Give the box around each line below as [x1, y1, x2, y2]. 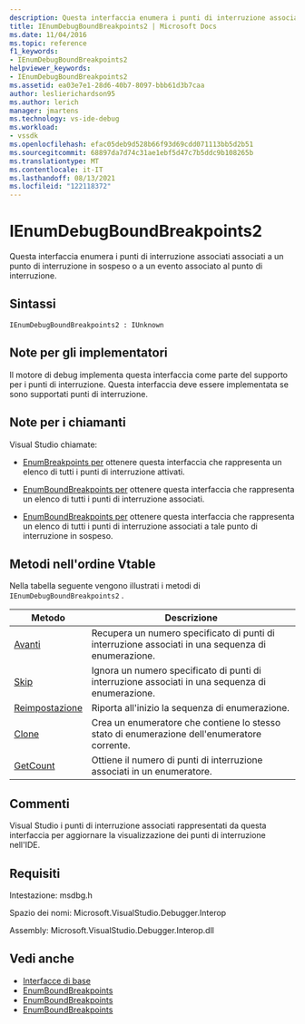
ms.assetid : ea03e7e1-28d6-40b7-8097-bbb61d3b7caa [9, 81, 205, 90]
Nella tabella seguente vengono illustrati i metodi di [9, 580, 202, 591]
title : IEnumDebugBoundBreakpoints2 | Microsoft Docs [9, 22, 218, 31]
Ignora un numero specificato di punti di [91, 664, 261, 677]
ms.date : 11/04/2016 [9, 30, 88, 39]
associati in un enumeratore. [91, 766, 212, 778]
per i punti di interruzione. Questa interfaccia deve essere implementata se [9, 378, 289, 390]
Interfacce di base [22, 975, 91, 986]
